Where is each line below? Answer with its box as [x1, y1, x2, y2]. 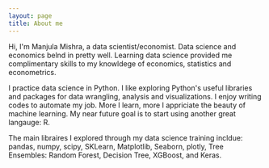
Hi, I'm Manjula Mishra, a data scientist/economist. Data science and [8, 41, 237, 51]
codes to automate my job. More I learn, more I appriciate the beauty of [8, 100, 246, 110]
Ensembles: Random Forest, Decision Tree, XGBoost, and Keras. [8, 150, 222, 160]
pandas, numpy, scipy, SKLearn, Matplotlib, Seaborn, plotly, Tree [8, 141, 224, 151]
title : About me [8, 19, 63, 27]
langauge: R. [8, 117, 51, 127]
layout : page [8, 11, 53, 20]
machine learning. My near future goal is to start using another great [8, 108, 236, 118]
